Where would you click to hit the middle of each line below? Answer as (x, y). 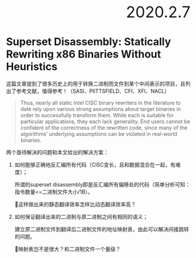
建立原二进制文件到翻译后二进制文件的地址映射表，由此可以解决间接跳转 (102, 229)
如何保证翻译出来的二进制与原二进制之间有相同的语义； (81, 216)
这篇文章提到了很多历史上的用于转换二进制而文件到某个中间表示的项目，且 (96, 83)
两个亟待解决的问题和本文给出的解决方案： (57, 152)
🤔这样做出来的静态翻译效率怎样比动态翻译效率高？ (75, 204)
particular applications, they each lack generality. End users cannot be (105, 121)
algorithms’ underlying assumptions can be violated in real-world (99, 134)
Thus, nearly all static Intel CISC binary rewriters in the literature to (101, 103)
